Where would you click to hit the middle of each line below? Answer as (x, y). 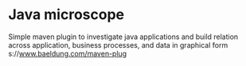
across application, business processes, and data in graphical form (118, 45)
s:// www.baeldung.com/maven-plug (68, 53)
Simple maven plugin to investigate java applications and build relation (123, 37)
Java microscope (66, 15)
